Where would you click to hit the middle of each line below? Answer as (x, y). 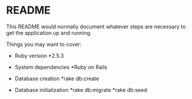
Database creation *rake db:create (57, 78)
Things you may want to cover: (44, 44)
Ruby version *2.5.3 (39, 55)
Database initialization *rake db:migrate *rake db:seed (81, 90)
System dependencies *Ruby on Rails (61, 67)
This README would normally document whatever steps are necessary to (96, 27)
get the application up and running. (49, 32)
